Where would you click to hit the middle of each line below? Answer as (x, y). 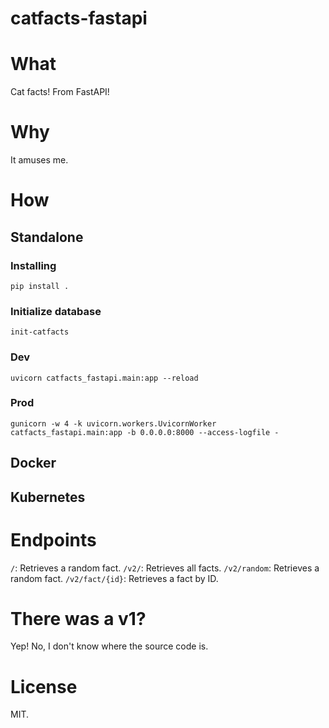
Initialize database (56, 311)
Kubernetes (48, 497)
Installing (33, 265)
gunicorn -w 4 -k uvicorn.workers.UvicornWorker (113, 423)
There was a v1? (78, 618)
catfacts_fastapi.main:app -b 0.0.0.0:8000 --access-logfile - (145, 432)
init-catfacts (40, 332)
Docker (33, 463)
